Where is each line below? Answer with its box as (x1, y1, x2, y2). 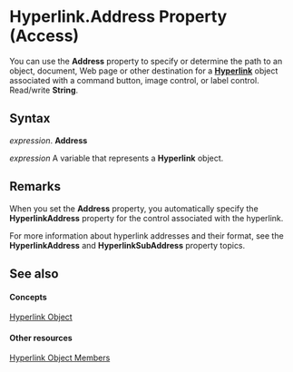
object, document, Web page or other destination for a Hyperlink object (9, 65, 278, 76)
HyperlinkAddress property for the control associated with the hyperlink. (9, 212, 284, 223)
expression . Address (9, 134, 88, 146)
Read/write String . (9, 84, 79, 95)
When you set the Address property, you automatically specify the (9, 202, 259, 214)
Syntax (9, 111, 51, 126)
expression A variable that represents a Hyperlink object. (9, 152, 224, 163)
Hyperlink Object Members (9, 352, 111, 364)
